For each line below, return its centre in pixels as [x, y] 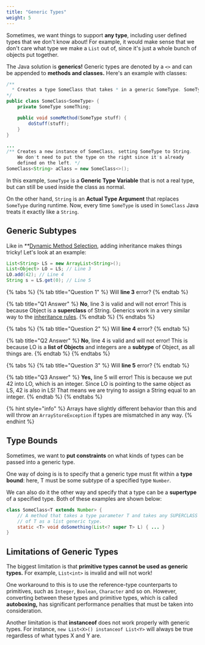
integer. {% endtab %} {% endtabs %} [54, 397]
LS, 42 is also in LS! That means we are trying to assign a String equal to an [101, 390]
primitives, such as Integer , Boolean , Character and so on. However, [92, 591]
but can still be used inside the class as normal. [66, 186]
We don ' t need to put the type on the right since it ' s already [101, 157]
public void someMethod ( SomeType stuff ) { [72, 118]
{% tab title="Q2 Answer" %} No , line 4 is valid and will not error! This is [97, 341]
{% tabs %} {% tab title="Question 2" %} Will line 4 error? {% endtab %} [98, 329]
